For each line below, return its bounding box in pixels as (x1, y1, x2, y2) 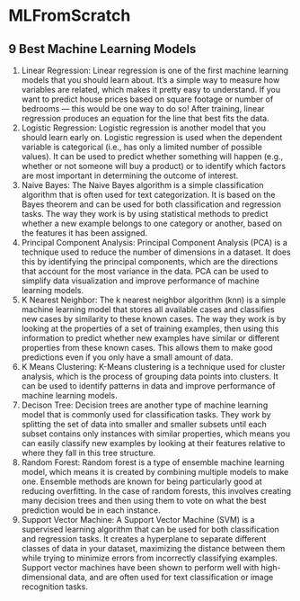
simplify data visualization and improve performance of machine (21, 275, 260, 286)
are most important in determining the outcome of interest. (21, 170, 239, 181)
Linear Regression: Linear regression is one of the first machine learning (21, 65, 289, 76)
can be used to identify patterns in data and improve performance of (21, 381, 276, 391)
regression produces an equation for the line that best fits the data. (21, 113, 270, 123)
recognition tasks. (21, 581, 89, 592)
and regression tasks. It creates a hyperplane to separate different (21, 534, 267, 544)
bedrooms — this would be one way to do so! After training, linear (21, 103, 265, 113)
